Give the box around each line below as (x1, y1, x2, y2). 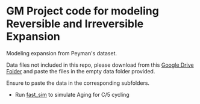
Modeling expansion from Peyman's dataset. (6, 49, 117, 57)
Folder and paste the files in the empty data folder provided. (6, 67, 155, 75)
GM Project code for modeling (6, 4, 160, 18)
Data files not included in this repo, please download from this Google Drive (6, 61, 194, 69)
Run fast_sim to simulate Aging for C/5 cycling (14, 91, 130, 98)
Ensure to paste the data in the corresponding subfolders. (6, 79, 149, 87)
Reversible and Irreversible (6, 17, 144, 31)
